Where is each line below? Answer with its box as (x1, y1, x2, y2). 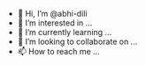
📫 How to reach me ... (17, 47, 100, 56)
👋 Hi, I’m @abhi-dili (17, 9, 88, 18)
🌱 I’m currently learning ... (17, 27, 112, 37)
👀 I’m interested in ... (17, 18, 93, 28)
